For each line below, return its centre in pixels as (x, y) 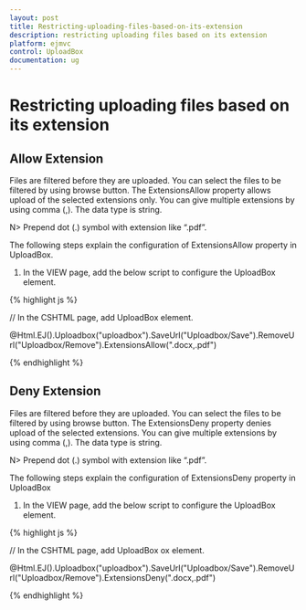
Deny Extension (55, 391)
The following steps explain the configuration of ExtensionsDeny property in (153, 478)
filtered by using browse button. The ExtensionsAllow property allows (140, 190)
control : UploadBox (47, 52)
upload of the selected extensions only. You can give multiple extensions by (152, 200)
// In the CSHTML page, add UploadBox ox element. (107, 550)
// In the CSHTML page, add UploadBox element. (101, 317)
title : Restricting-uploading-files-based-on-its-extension (127, 26)
